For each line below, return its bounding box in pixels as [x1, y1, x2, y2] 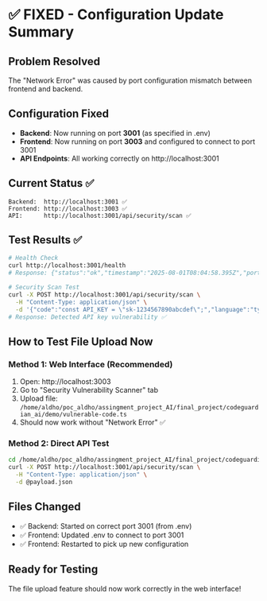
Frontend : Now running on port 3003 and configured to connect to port [19, 137, 256, 146]
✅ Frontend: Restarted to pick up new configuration [19, 539, 189, 549]
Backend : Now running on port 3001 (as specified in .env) [19, 128, 211, 138]
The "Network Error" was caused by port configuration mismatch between [8, 76, 253, 85]
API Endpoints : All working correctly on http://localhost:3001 [19, 153, 220, 163]
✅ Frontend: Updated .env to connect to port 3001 [19, 530, 184, 540]
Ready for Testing [8, 563, 99, 576]
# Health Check [8, 254, 59, 262]
